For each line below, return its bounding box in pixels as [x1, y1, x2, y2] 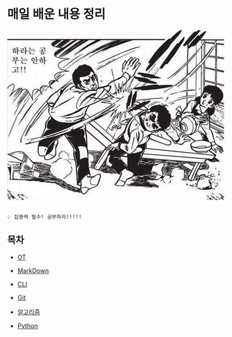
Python [17, 321, 38, 330]
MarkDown [17, 266, 49, 274]
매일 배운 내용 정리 [7, 6, 106, 22]
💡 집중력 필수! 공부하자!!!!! [7, 213, 82, 220]
